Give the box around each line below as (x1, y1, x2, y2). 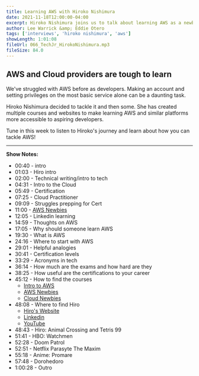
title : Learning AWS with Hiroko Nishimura (6, 8, 115, 15)
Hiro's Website (23, 307, 60, 314)
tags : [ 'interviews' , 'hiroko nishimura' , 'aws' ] (6, 31, 131, 37)
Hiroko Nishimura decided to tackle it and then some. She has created (6, 103, 177, 110)
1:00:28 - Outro (14, 364, 52, 371)
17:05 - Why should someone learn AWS (14, 225, 114, 232)
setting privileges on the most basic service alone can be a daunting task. (6, 91, 187, 99)
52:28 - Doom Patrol (14, 339, 65, 346)
